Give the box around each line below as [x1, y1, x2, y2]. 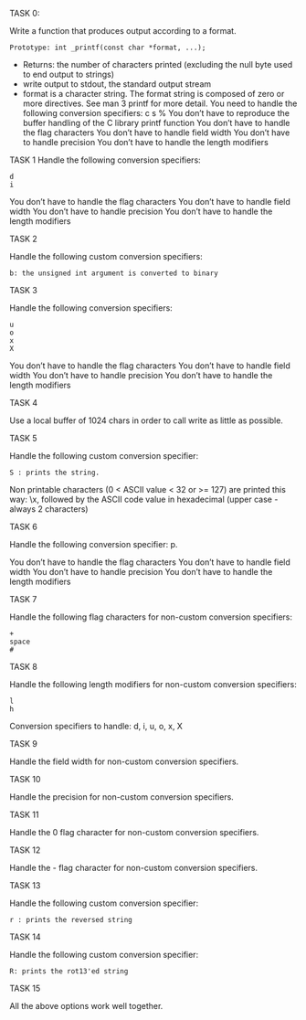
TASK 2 [9, 233, 38, 244]
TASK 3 [9, 285, 38, 295]
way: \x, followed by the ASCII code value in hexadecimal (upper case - [9, 494, 279, 505]
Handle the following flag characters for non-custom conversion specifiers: [9, 611, 292, 622]
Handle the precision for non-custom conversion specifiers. [9, 792, 235, 802]
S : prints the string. [9, 468, 100, 477]
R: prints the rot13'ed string [9, 967, 129, 976]
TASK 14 [9, 931, 41, 942]
